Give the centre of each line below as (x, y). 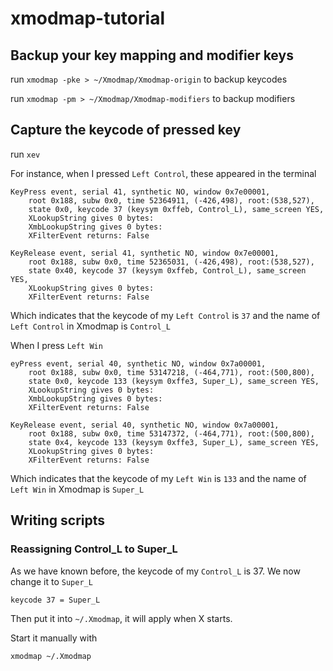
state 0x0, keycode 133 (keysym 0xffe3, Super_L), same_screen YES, (174, 381)
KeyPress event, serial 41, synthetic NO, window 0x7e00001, (140, 192)
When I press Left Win (56, 345)
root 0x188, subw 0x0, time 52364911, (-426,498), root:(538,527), (171, 200)
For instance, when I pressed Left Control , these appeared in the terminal (163, 173)
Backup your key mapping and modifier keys (152, 55)
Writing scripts (58, 520)
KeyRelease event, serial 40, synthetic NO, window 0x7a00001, (145, 425)
